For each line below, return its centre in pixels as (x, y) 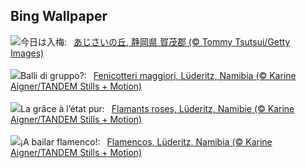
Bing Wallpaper (59, 16)
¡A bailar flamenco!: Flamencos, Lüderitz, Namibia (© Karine (146, 141)
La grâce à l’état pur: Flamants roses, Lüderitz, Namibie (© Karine (157, 108)
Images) (27, 53)
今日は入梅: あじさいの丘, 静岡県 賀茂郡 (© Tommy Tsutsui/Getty (155, 41)
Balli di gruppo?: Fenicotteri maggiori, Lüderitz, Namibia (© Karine (158, 75)
